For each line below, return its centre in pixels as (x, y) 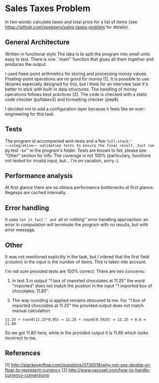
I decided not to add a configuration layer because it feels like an (70, 109)
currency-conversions (27, 375)
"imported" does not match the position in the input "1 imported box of (82, 286)
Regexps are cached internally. (36, 192)
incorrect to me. (21, 338)
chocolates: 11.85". (30, 291)
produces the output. (26, 64)
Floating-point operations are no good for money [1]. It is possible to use (77, 79)
